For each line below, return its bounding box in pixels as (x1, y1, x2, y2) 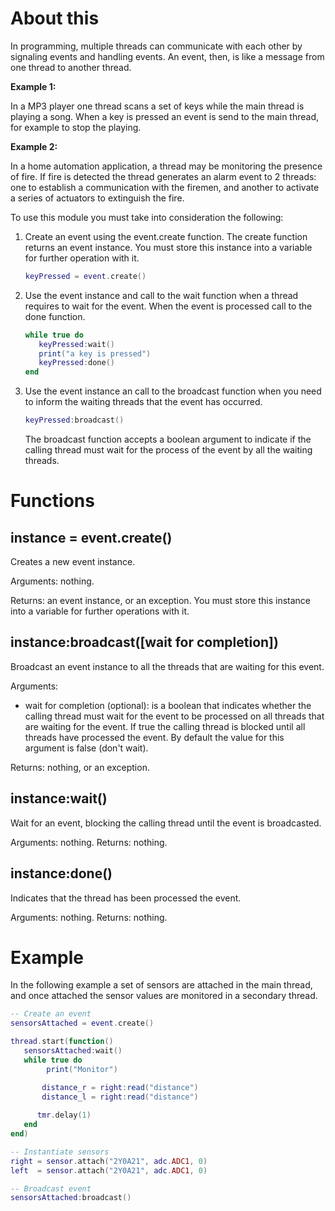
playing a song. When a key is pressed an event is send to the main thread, (10, 110, 320, 122)
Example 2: (10, 140, 58, 152)
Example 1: (10, 80, 57, 92)
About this (10, 7, 100, 30)
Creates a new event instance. (10, 556, 136, 568)
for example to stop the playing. (10, 121, 142, 133)
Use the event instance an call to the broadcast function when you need (24, 385, 322, 397)
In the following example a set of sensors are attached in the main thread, (10, 979, 313, 991)
